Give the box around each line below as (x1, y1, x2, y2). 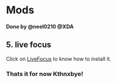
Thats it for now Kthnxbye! (6, 70, 84, 78)
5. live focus (6, 40, 51, 50)
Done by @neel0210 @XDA (6, 23, 74, 30)
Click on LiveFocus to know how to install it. (6, 55, 112, 62)
